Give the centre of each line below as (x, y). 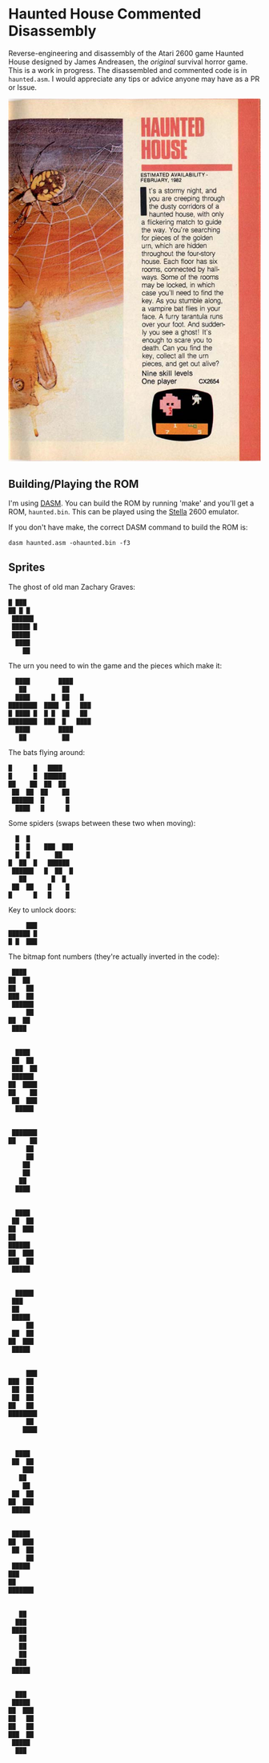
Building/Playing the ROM (74, 483)
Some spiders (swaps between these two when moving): (102, 823)
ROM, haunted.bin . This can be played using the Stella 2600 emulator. (124, 511)
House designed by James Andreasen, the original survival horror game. (128, 62)
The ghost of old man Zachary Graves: (72, 587)
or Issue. (23, 87)
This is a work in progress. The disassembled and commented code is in (128, 70)
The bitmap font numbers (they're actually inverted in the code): (114, 957)
